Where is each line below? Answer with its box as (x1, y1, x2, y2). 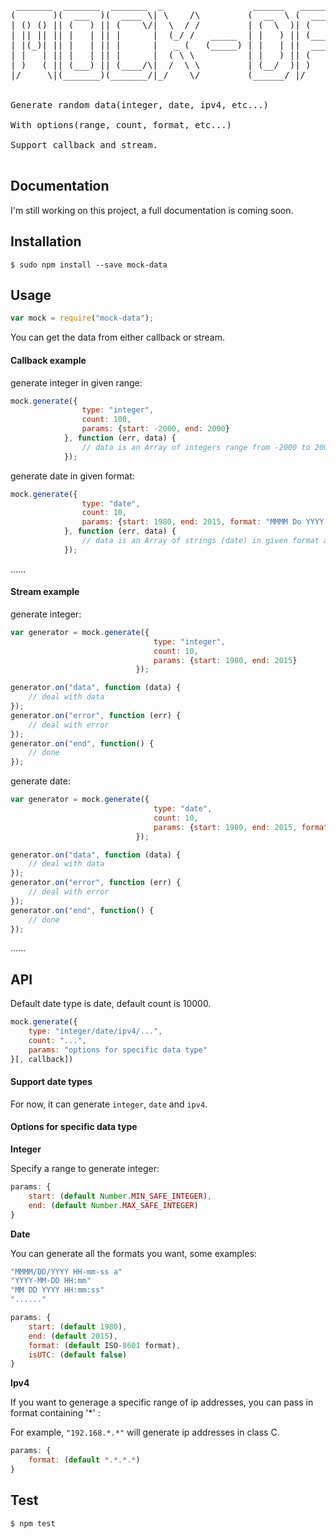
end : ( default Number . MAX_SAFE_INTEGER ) (28, 1200, 199, 1210)
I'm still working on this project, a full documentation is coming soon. (10, 204, 294, 216)
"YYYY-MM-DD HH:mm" (10, 1276, 92, 1286)
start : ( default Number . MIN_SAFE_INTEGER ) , (28, 1191, 213, 1201)
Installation (10, 233, 82, 250)
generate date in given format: (10, 470, 135, 482)
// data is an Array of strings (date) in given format (81, 536, 320, 546)
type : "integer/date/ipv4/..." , (28, 1026, 163, 1037)
